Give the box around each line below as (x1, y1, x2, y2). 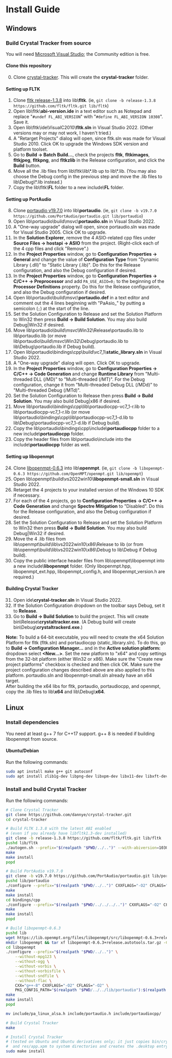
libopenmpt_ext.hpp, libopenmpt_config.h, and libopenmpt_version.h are (13, 568, 165, 575)
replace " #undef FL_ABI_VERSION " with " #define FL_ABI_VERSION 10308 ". (13, 114, 163, 120)
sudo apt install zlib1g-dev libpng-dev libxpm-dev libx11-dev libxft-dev (6, 774, 168, 779)
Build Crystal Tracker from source (6, 39, 91, 47)
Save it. (13, 119, 30, 125)
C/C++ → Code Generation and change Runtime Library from (13, 371, 144, 377)
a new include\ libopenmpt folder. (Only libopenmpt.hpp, (13, 563, 132, 569)
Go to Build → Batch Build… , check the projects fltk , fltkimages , (13, 152, 150, 158)
